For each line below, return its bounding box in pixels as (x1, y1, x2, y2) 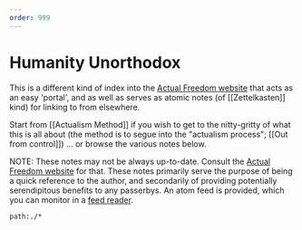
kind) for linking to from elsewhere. (9, 101, 141, 112)
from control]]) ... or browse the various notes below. (9, 138, 207, 149)
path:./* (9, 212, 43, 221)
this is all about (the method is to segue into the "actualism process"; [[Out (9, 129, 288, 139)
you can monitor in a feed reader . (9, 194, 134, 205)
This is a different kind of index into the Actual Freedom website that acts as (9, 82, 293, 93)
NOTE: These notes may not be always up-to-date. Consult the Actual (9, 156, 270, 167)
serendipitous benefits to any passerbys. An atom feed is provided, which (9, 185, 285, 196)
